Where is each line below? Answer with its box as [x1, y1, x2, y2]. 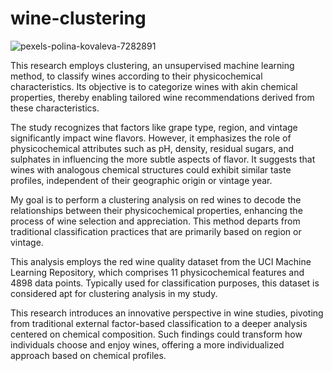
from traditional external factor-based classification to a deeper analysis [10, 317, 308, 329]
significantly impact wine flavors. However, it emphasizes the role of [10, 132, 292, 144]
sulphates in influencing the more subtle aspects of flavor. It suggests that [10, 153, 316, 165]
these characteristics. [10, 102, 100, 114]
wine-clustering [10, 7, 147, 30]
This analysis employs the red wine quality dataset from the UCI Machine [10, 255, 312, 267]
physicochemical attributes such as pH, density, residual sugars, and [10, 142, 295, 154]
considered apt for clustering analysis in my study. [10, 287, 218, 299]
